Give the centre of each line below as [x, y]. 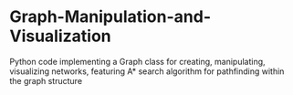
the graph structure [46, 80]
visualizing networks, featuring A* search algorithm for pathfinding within [147, 71]
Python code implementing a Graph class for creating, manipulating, [138, 61]
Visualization [60, 36]
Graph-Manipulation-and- [110, 17]
